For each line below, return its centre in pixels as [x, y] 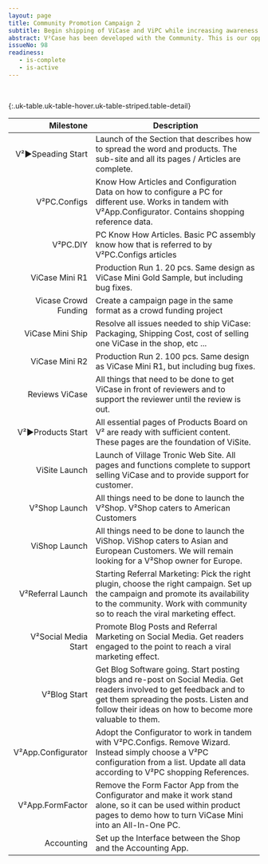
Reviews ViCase [57, 394]
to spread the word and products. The [166, 148]
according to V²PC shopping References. [172, 772]
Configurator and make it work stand [164, 795]
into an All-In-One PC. [138, 825]
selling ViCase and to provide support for [172, 475]
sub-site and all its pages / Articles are [168, 159]
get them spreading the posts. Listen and [172, 699]
